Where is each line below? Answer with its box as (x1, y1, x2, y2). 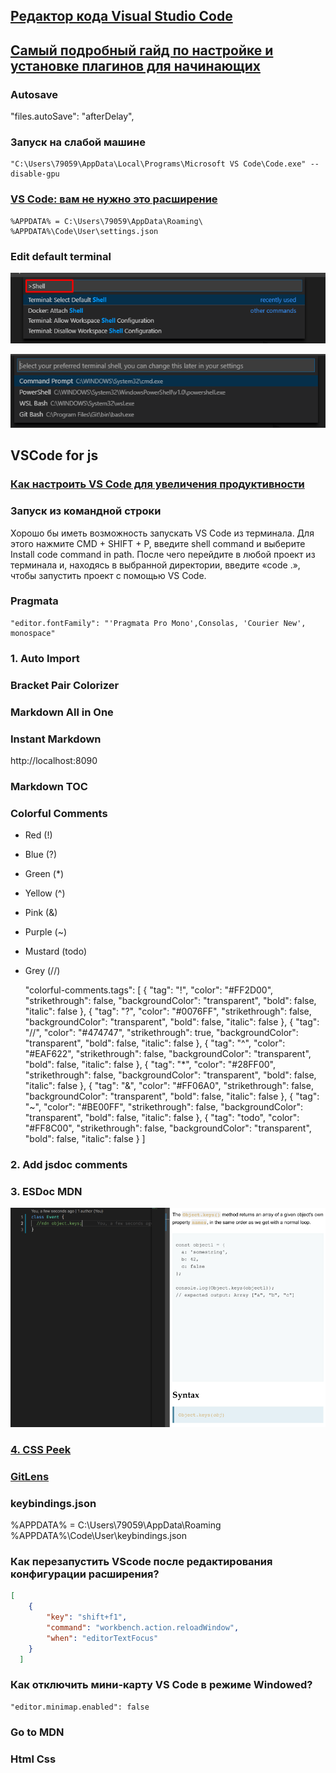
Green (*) (24, 868, 65, 880)
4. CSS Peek (10, 1442, 72, 1456)
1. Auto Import (10, 651, 80, 665)
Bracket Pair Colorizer (10, 678, 120, 692)
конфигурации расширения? (10, 1567, 160, 1581)
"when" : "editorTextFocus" (46, 1633, 159, 1643)
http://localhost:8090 (10, 754, 98, 766)
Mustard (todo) (24, 945, 88, 958)
